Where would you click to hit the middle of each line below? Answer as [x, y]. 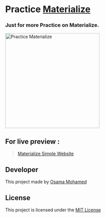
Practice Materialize [48, 9]
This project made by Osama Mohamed [46, 182]
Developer [22, 170]
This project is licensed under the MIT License [53, 210]
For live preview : [32, 141]
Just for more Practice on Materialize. [52, 25]
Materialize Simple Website [45, 154]
